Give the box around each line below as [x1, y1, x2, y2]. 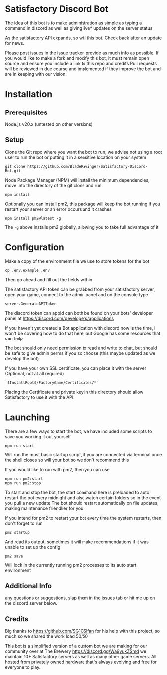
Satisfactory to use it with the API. [5, 394, 75, 400]
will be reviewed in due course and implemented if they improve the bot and [5, 66, 161, 72]
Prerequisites [5, 108, 48, 116]
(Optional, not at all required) [5, 370, 64, 376]
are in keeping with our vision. [5, 71, 67, 77]
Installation [5, 89, 53, 100]
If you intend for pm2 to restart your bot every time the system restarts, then [5, 515, 162, 521]
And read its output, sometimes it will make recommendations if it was [5, 539, 149, 545]
